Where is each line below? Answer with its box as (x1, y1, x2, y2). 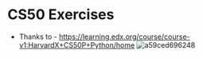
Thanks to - (18, 32, 57, 41)
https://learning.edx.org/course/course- (58, 32, 190, 41)
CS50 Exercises (7, 6, 115, 24)
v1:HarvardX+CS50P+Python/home (18, 40, 135, 49)
